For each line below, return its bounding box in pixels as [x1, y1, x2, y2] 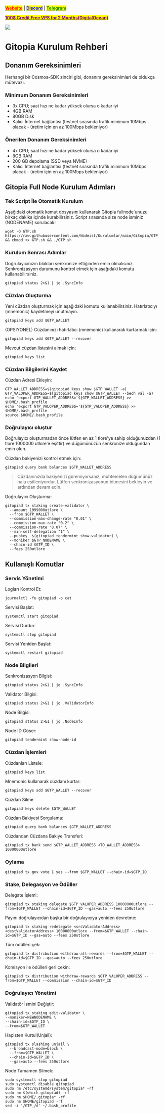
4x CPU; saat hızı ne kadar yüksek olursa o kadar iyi [12, 147, 119, 153]
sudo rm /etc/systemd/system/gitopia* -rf [5, 1086, 94, 1091]
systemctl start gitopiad [5, 614, 58, 619]
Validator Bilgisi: [5, 691, 38, 697]
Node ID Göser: [5, 728, 37, 734]
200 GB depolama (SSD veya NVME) [12, 158, 87, 164]
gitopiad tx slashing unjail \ [5, 1042, 70, 1047]
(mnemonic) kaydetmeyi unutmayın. [5, 308, 78, 314]
